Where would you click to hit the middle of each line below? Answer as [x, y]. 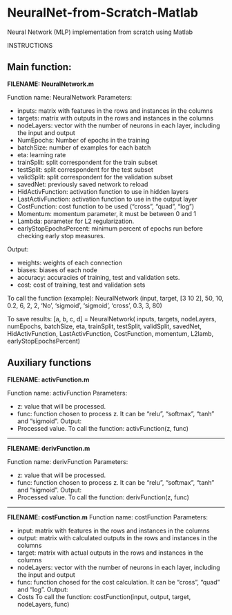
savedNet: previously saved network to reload [83, 184]
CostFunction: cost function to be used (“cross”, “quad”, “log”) [106, 206]
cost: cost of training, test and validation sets [81, 285]
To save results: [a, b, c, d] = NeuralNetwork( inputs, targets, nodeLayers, [112, 319]
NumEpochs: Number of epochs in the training [83, 140]
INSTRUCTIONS [30, 45]
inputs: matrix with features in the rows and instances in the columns [115, 110]
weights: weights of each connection [70, 262]
